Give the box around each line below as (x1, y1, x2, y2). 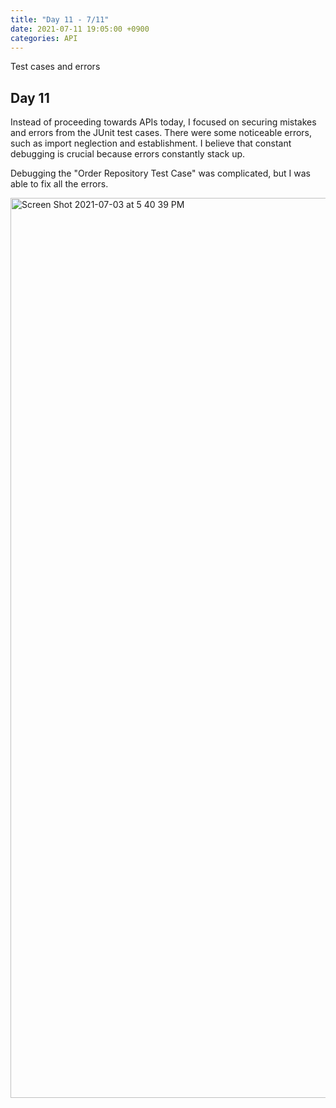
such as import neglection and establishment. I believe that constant (10, 137, 292, 150)
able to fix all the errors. (10, 178, 109, 190)
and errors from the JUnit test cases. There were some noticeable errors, (10, 127, 313, 139)
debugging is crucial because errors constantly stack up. (10, 148, 246, 160)
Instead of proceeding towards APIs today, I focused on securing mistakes (10, 116, 317, 128)
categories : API (10, 33, 78, 43)
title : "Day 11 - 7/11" (10, 14, 110, 25)
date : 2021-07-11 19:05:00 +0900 (10, 24, 150, 34)
